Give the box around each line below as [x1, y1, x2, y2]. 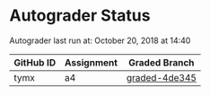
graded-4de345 [126, 71, 197, 83]
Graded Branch [128, 56, 195, 68]
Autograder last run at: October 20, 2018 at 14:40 [9, 35, 191, 46]
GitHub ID [13, 56, 57, 68]
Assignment [64, 56, 118, 68]
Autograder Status [9, 5, 151, 26]
